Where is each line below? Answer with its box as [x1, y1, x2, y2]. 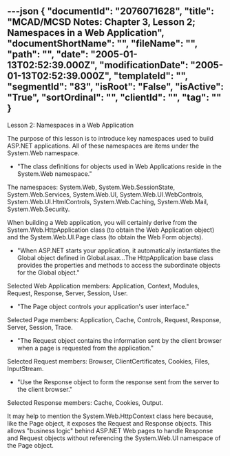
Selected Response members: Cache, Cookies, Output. [7, 398, 164, 406]
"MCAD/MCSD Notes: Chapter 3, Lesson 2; [7, 17, 196, 28]
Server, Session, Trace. [7, 323, 74, 331]
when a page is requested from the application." [17, 344, 154, 352]
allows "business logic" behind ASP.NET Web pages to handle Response [7, 426, 213, 435]
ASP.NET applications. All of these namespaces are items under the [7, 141, 200, 150]
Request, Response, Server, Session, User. [7, 289, 129, 297]
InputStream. [7, 364, 44, 373]
